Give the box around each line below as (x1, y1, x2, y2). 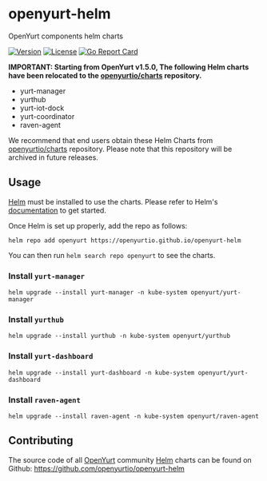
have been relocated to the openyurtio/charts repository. (8, 70, 202, 80)
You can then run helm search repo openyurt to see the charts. (8, 250, 216, 260)
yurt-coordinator (19, 111, 75, 121)
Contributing (8, 434, 74, 447)
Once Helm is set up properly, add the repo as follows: (8, 221, 188, 230)
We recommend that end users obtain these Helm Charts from (8, 135, 213, 145)
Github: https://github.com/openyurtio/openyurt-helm (8, 463, 185, 473)
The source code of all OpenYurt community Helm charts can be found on (8, 455, 252, 464)
